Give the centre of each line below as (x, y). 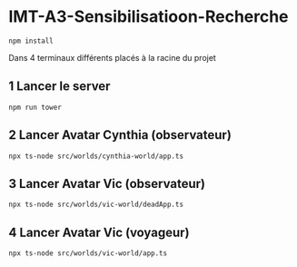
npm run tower (35, 107)
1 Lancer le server (59, 87)
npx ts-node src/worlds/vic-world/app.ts (88, 253)
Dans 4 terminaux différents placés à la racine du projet (113, 57)
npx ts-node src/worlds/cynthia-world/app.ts (96, 156)
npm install (31, 41)
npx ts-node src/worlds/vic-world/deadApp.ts (96, 205)
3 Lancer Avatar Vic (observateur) (107, 183)
